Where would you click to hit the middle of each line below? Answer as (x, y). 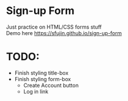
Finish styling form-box (43, 79)
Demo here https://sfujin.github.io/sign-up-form (64, 33)
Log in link (36, 91)
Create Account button (51, 85)
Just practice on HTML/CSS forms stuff (54, 27)
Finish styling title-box (41, 73)
